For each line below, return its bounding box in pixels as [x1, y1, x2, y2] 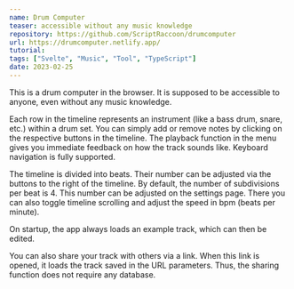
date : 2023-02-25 [9, 63, 74, 72]
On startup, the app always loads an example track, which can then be [9, 223, 267, 234]
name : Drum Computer [9, 12, 86, 22]
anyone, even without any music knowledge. [9, 96, 172, 107]
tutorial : [9, 46, 46, 55]
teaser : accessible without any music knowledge [9, 21, 193, 30]
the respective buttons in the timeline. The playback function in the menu [9, 132, 277, 143]
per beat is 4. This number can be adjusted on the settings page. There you [9, 188, 286, 198]
